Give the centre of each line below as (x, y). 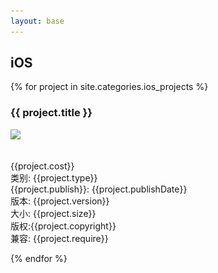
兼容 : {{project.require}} (59, 238)
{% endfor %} (39, 258)
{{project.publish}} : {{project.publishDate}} (99, 189)
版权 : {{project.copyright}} (63, 226)
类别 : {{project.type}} (54, 177)
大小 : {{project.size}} (53, 213)
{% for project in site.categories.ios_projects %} (109, 87)
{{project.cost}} (42, 166)
